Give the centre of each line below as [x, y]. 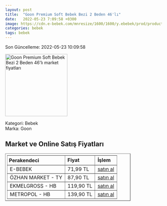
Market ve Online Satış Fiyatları [55, 144]
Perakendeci [24, 160]
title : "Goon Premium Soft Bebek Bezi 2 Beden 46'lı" [63, 14]
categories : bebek [24, 28]
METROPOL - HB [30, 194]
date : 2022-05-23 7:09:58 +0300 [41, 19]
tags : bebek [17, 33]
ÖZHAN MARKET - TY [36, 177]
